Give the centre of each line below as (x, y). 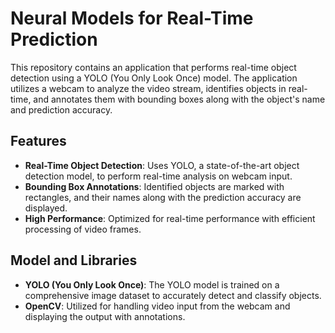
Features (38, 141)
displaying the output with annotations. (105, 316)
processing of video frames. (83, 229)
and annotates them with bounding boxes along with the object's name (179, 99)
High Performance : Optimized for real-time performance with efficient (170, 218)
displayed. (46, 208)
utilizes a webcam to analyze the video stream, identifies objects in (148, 88)
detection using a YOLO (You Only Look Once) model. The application (154, 78)
